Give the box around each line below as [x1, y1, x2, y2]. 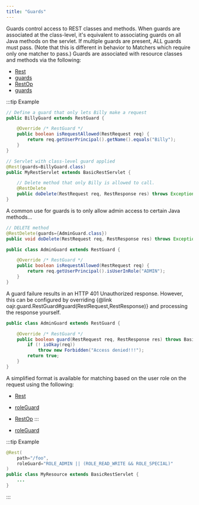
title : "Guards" [6, 8, 46, 15]
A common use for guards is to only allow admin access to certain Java [6, 207, 181, 214]
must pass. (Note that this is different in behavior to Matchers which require [6, 44, 191, 51]
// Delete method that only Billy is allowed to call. [17, 180, 155, 186]
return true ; [27, 353, 60, 359]
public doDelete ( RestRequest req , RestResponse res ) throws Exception [17, 191, 195, 197]
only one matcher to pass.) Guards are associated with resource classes [6, 50, 182, 57]
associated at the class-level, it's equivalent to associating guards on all [6, 31, 182, 38]
